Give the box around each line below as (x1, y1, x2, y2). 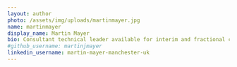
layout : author (7, 10, 52, 17)
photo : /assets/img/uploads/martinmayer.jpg (7, 17, 140, 24)
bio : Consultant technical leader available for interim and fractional (7, 36, 226, 43)
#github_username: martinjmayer (7, 43, 102, 50)
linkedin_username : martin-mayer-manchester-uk (7, 50, 150, 57)
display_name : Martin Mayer (7, 29, 90, 37)
